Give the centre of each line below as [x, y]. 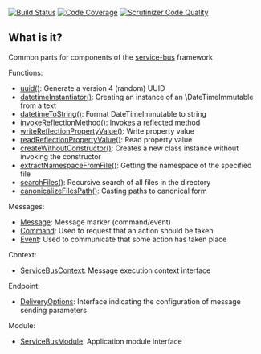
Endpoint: [24, 286]
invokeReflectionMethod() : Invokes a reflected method [110, 122]
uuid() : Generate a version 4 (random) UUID [92, 88]
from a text [38, 105]
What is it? [35, 37]
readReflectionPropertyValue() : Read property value [106, 139]
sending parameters [53, 310]
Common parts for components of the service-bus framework [110, 57]
